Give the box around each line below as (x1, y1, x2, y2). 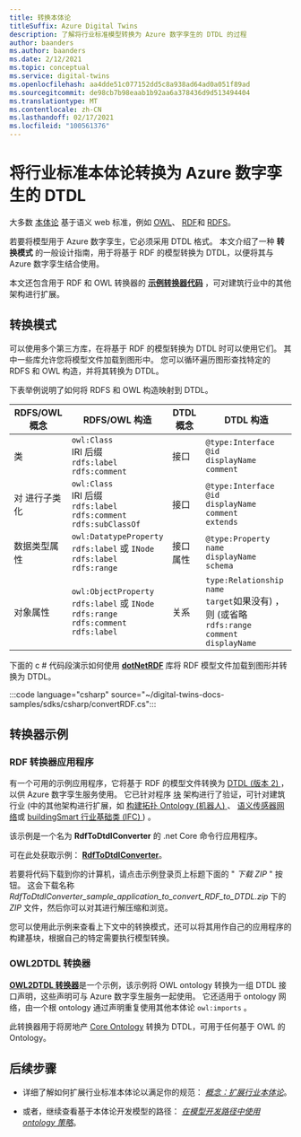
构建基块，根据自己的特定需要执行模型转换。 (9, 932, 175, 943)
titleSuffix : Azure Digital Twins (9, 22, 139, 31)
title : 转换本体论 (9, 13, 72, 22)
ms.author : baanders (9, 47, 87, 56)
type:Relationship (205, 575, 284, 585)
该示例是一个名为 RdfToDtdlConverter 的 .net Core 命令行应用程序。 (9, 831, 262, 842)
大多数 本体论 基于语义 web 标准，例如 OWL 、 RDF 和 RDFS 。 (9, 216, 236, 227)
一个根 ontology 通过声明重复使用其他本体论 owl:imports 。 (32, 1001, 253, 1012)
